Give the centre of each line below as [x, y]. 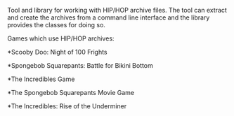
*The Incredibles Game [41, 79]
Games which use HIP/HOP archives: [61, 38]
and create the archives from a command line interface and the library [109, 17]
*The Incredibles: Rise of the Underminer [67, 106]
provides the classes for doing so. [56, 25]
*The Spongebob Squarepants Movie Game [71, 93]
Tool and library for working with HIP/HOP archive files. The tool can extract [117, 10]
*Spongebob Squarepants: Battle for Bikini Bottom [80, 65]
